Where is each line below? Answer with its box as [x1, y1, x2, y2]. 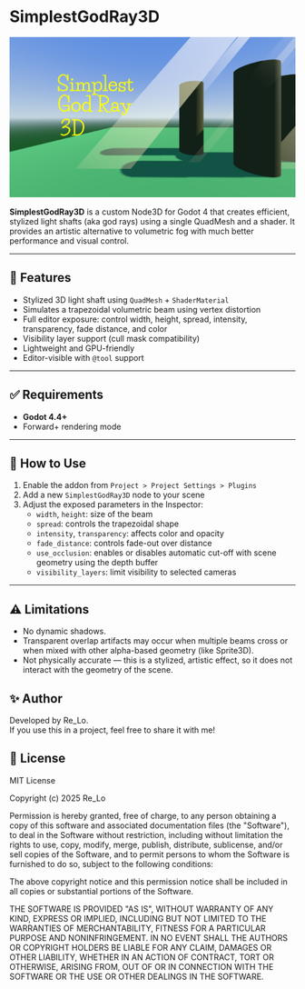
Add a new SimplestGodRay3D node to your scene [22, 489, 205, 501]
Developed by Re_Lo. [9, 715, 89, 726]
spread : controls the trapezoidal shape [35, 518, 180, 529]
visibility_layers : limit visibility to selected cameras [35, 566, 237, 578]
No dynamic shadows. [22, 625, 107, 637]
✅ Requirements [9, 387, 104, 403]
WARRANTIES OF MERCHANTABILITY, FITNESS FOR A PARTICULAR [9, 923, 266, 934]
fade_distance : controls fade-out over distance [35, 538, 212, 549]
